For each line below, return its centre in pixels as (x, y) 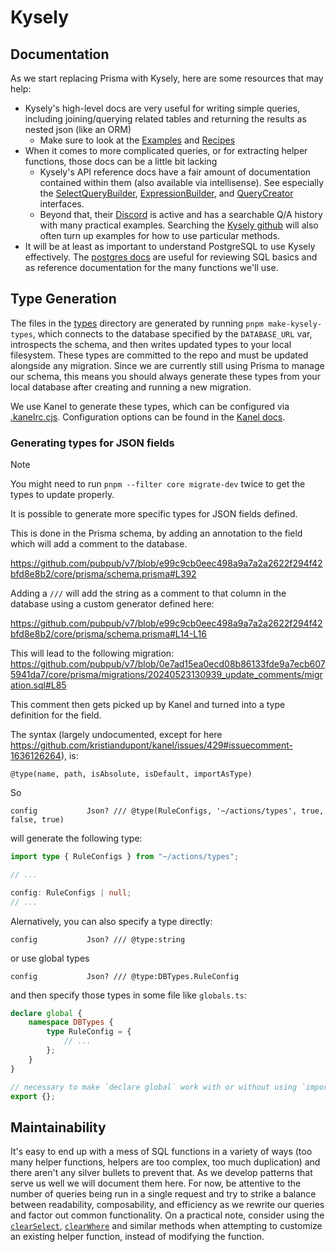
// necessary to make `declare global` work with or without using (154, 1087)
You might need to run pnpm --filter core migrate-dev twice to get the (158, 484)
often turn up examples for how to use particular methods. (160, 235)
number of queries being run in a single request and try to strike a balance (163, 1194)
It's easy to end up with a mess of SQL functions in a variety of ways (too (161, 1152)
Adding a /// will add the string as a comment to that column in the (148, 593)
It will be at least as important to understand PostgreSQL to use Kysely (170, 246)
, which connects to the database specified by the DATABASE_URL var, (172, 333)
